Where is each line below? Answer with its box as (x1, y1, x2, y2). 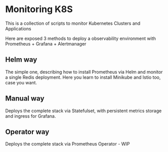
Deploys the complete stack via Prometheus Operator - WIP (5, 141, 130, 147)
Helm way (5, 56, 37, 64)
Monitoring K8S (5, 4, 73, 15)
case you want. (5, 79, 37, 85)
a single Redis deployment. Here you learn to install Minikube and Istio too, (5, 74, 161, 80)
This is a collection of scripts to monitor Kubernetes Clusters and (5, 20, 141, 26)
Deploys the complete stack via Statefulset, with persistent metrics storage (5, 108, 162, 114)
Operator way (5, 127, 50, 136)
